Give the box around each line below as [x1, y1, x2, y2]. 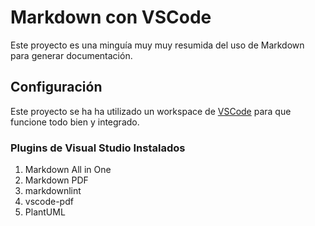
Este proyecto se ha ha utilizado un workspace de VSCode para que [10, 105, 292, 117]
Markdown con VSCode [10, 6, 212, 29]
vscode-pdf [24, 196, 74, 208]
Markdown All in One [24, 164, 112, 176]
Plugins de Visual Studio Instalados [10, 141, 186, 155]
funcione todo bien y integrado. [10, 116, 140, 128]
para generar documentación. [10, 49, 133, 61]
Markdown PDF [24, 174, 89, 186]
